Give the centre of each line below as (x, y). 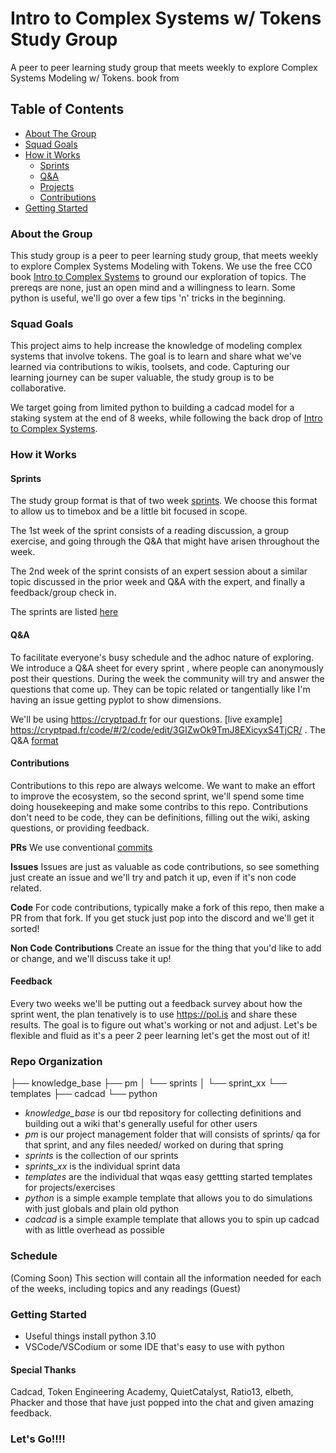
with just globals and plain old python (101, 1209)
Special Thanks (43, 1369)
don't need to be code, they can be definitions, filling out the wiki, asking (160, 817)
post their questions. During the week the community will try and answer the (167, 678)
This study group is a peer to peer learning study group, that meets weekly (164, 256)
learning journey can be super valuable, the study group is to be (142, 378)
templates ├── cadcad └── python (84, 1094)
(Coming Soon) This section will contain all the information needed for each (166, 1278)
